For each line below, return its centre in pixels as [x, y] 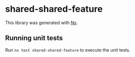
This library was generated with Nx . [41, 23]
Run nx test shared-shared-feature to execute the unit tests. [68, 50]
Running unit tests [34, 38]
